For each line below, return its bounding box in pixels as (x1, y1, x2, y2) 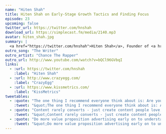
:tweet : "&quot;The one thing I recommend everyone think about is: (14, 103, 158, 108)
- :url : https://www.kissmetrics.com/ (9, 84, 90, 90)
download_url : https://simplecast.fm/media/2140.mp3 (5, 30, 116, 35)
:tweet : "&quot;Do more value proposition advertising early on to (14, 121, 156, 126)
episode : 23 (5, 16, 30, 21)
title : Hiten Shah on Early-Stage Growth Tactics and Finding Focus (5, 12, 149, 17)
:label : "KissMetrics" (14, 89, 61, 94)
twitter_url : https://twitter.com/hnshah (5, 26, 92, 30)
